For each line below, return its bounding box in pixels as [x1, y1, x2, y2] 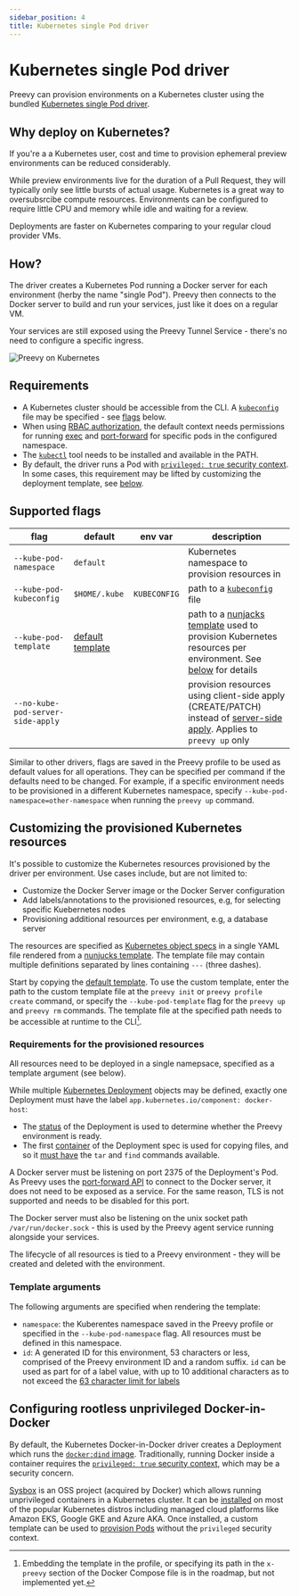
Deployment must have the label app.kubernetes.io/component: [9, 1094, 242, 1105]
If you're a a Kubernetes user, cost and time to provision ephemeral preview [9, 148, 287, 159]
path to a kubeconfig [188, 582, 273, 594]
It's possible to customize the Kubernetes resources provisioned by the [9, 858, 271, 869]
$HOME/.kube [73, 588, 125, 599]
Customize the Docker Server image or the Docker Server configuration [21, 885, 286, 895]
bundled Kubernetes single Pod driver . [9, 99, 150, 110]
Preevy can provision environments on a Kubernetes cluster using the [9, 89, 264, 100]
